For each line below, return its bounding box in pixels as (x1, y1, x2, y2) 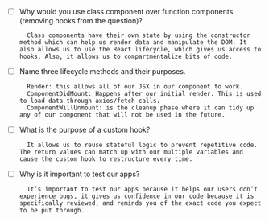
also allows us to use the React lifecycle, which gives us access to (19, 46, 262, 54)
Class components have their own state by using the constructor (27, 31, 250, 39)
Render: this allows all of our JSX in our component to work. (27, 83, 243, 91)
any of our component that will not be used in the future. (19, 111, 226, 119)
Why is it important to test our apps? (19, 169, 140, 179)
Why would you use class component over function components (19, 7, 234, 16)
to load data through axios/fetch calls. (19, 97, 160, 105)
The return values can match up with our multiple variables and (19, 148, 243, 156)
